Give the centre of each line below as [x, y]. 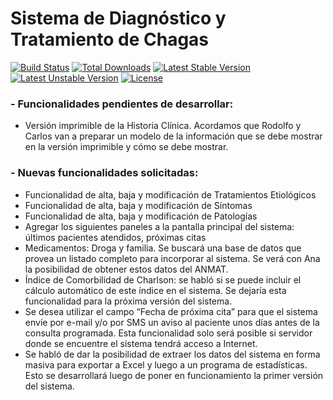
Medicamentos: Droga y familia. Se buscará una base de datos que [163, 248]
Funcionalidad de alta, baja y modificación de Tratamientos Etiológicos [170, 194]
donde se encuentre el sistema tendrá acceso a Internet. [141, 343]
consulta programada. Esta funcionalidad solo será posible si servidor [168, 333]
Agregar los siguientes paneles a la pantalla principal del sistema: [159, 226]
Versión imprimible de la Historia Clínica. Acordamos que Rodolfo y [163, 126]
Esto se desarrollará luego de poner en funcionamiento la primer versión [174, 375]
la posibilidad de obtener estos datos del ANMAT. [126, 269]
